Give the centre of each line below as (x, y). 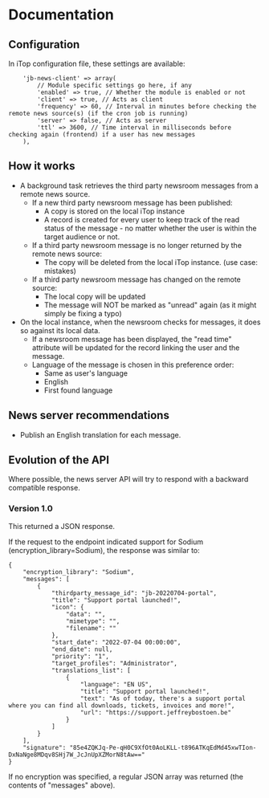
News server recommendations (89, 415)
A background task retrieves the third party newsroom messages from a (139, 185)
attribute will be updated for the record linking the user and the (136, 348)
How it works (42, 166)
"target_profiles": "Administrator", (114, 663)
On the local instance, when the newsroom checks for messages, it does (140, 322)
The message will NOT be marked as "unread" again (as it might (150, 305)
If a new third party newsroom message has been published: (132, 202)
